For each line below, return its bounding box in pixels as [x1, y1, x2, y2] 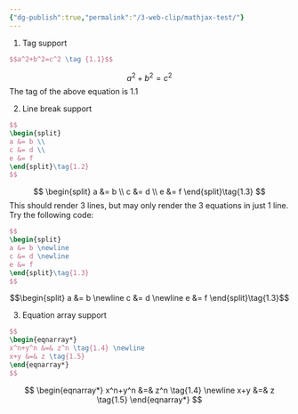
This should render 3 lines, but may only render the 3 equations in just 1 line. [9, 200, 289, 211]
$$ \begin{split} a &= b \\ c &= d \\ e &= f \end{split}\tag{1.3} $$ [33, 186, 266, 197]
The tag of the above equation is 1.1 [9, 86, 139, 97]
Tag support [21, 37, 68, 48]
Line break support [21, 103, 93, 114]
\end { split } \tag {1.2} [9, 162, 90, 171]
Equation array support [21, 310, 107, 321]
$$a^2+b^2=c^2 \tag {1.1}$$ [9, 54, 114, 63]
